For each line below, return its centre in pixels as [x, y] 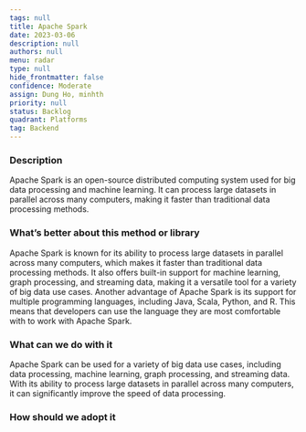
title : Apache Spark [49, 26]
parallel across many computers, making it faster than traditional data [140, 200]
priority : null [38, 103]
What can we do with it [61, 344]
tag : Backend [34, 129]
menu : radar [32, 60]
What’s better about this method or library [105, 233]
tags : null [30, 18]
